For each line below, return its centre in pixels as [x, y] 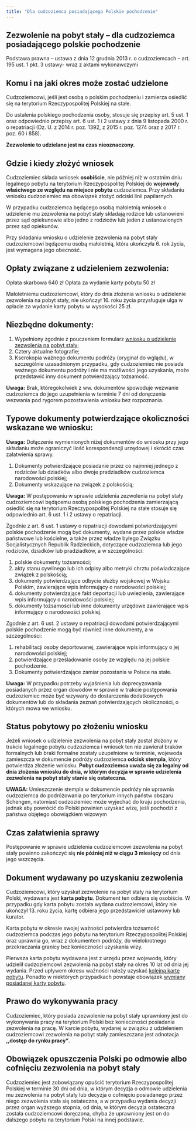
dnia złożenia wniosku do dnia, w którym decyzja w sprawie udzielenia [94, 772]
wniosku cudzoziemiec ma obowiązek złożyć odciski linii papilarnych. [90, 196]
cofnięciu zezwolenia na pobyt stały [73, 1068]
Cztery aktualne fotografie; [47, 351]
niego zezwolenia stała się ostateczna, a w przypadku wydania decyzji [91, 1101]
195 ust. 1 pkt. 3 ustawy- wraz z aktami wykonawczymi [72, 64]
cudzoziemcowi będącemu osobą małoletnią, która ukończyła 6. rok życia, [96, 244]
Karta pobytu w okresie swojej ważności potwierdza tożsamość [83, 928]
